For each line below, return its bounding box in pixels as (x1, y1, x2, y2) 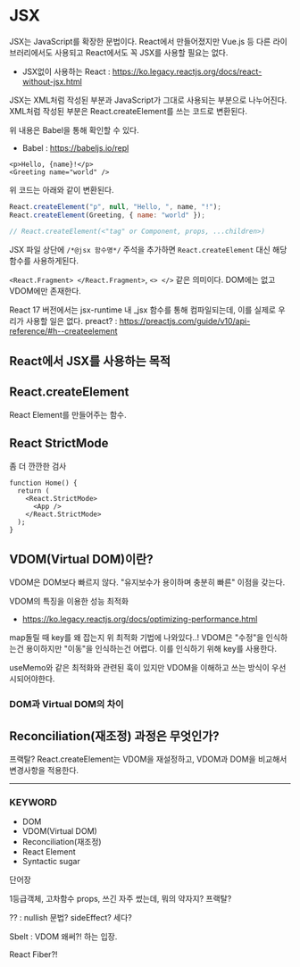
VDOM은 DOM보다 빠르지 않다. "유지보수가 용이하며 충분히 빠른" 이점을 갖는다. (9, 577, 286, 588)
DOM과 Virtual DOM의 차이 (9, 698, 124, 711)
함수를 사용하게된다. (9, 255, 79, 266)
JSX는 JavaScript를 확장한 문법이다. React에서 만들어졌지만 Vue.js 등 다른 (9, 36, 271, 46)
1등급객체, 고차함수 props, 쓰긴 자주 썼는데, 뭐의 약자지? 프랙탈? (9, 894, 232, 904)
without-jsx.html (21, 76, 82, 87)
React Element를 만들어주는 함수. (9, 409, 127, 420)
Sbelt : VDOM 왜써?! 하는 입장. (9, 931, 118, 942)
